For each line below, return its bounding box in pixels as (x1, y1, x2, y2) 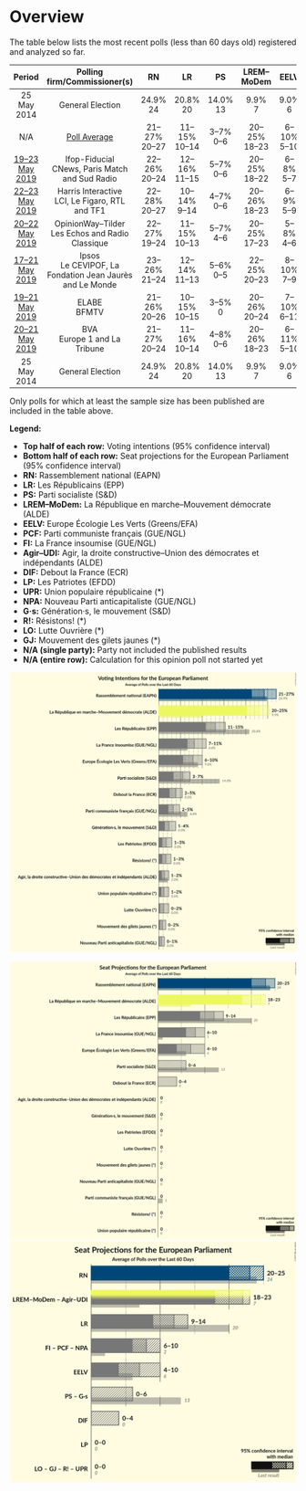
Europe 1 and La (58, 333, 121, 344)
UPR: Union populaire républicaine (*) (22, 586, 165, 597)
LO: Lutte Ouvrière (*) (22, 625, 105, 636)
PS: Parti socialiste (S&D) (22, 489, 117, 500)
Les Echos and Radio (50, 227, 129, 238)
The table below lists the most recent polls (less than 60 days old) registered (9, 37, 297, 47)
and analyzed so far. (9, 46, 87, 57)
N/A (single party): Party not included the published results (22, 645, 248, 656)
